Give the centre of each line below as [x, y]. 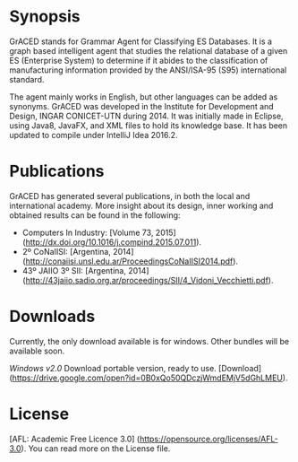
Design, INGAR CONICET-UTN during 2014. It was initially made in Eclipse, [146, 116]
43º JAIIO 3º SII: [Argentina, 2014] [85, 270]
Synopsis [45, 17]
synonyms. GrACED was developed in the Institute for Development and [142, 106]
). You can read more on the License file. [96, 448]
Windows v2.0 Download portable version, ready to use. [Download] [136, 368]
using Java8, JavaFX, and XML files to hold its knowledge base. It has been [149, 125]
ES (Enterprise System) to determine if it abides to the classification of [139, 60]
